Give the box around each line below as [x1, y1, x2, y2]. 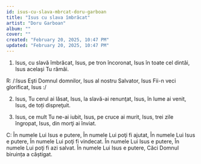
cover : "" [6, 31, 31, 37]
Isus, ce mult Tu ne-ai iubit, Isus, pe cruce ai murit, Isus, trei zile [14, 113, 174, 121]
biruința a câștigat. [6, 150, 53, 157]
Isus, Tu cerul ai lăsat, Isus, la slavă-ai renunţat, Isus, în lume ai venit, [14, 95, 187, 102]
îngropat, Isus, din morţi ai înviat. [14, 119, 97, 127]
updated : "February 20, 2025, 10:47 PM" [6, 43, 110, 49]
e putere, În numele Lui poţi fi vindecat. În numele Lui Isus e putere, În [6, 137, 180, 145]
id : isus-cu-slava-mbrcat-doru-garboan [6, 8, 107, 15]
